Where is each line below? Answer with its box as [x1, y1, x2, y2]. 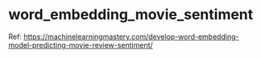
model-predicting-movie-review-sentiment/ [8, 40, 153, 49]
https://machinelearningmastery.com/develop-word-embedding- [23, 32, 239, 41]
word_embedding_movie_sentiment [8, 6, 254, 24]
